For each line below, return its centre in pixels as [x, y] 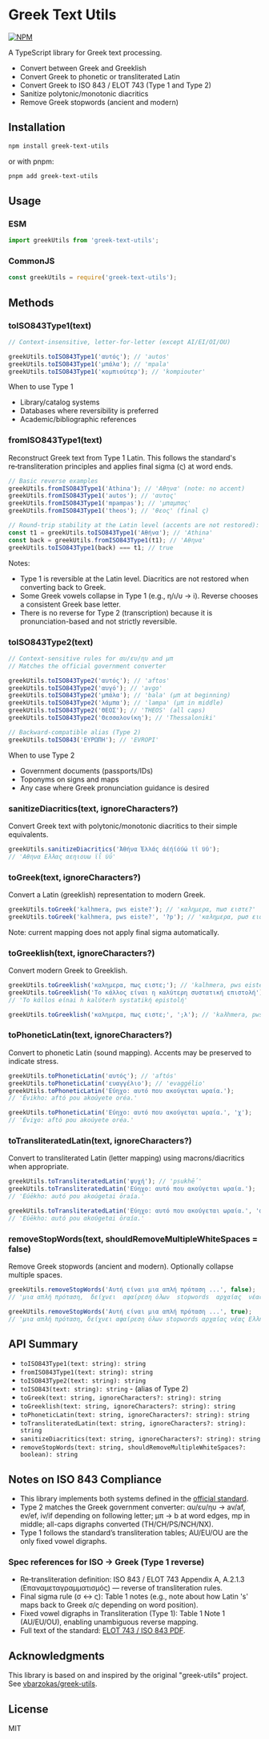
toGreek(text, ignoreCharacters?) [75, 877]
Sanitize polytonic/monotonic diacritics [84, 93]
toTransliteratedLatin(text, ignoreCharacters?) [100, 1141]
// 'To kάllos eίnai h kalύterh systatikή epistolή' [98, 1000]
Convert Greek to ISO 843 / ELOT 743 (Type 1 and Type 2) [116, 85]
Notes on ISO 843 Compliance [85, 1479]
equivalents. [28, 834]
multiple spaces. [35, 1275]
